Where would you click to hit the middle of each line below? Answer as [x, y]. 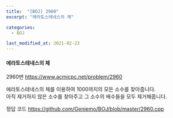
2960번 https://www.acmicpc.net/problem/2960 [64, 77]
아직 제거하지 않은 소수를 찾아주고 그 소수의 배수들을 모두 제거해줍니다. [86, 96]
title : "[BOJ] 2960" [33, 11]
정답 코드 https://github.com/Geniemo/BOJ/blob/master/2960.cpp [85, 109]
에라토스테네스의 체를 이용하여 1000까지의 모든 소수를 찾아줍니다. [81, 89]
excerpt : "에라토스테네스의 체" [40, 17]
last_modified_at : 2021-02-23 [43, 44]
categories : [21, 27]
